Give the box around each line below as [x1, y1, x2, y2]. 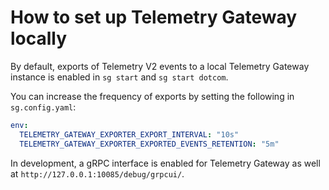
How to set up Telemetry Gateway [10, 6, 298, 29]
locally [10, 27, 68, 50]
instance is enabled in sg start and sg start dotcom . [10, 71, 229, 83]
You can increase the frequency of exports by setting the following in [10, 90, 295, 102]
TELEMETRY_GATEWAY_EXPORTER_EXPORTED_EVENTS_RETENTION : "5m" [19, 139, 280, 149]
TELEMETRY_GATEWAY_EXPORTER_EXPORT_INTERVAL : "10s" [19, 129, 240, 140]
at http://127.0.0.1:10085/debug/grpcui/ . [10, 167, 185, 180]
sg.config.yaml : [10, 101, 77, 113]
